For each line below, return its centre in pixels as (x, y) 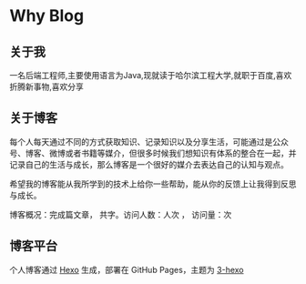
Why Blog (47, 16)
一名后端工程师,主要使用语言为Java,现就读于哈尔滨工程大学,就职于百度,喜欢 (151, 75)
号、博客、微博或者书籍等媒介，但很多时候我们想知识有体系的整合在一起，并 (153, 153)
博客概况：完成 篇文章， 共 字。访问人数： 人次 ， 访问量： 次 (121, 214)
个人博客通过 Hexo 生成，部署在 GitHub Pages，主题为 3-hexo (127, 269)
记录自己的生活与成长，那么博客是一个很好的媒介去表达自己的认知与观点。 (149, 164)
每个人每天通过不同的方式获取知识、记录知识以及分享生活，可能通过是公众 (149, 141)
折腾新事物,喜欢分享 (47, 86)
